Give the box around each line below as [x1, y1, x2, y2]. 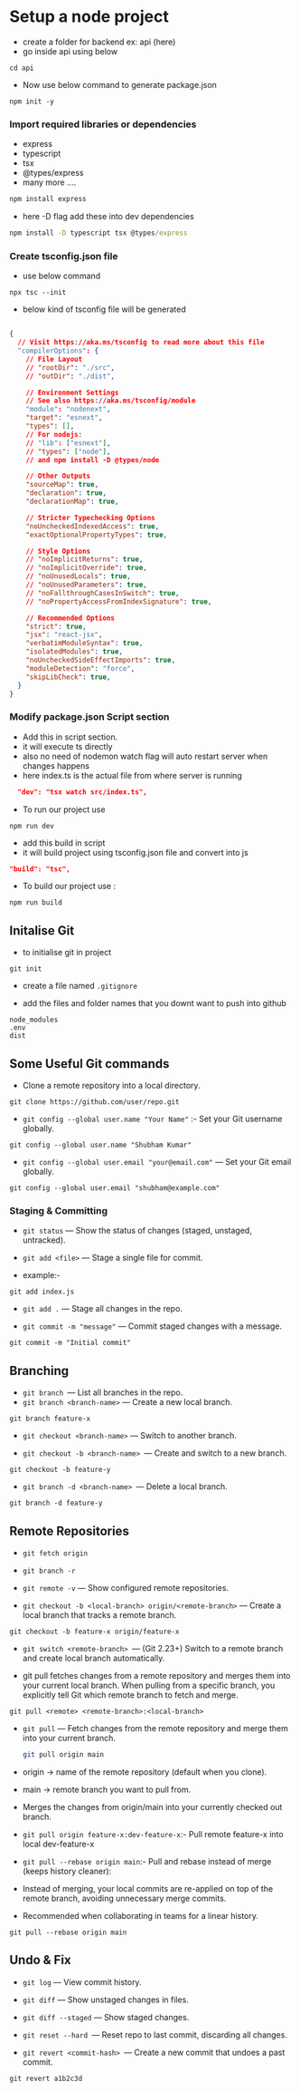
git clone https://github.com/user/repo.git [9, 1098, 180, 1107]
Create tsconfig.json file [9, 249, 118, 262]
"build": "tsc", [9, 864, 70, 874]
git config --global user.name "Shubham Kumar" [9, 1140, 192, 1150]
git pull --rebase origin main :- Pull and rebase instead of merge [22, 1855, 272, 1866]
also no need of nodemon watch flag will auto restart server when [22, 751, 268, 761]
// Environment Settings [25, 388, 119, 397]
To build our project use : [22, 881, 116, 892]
